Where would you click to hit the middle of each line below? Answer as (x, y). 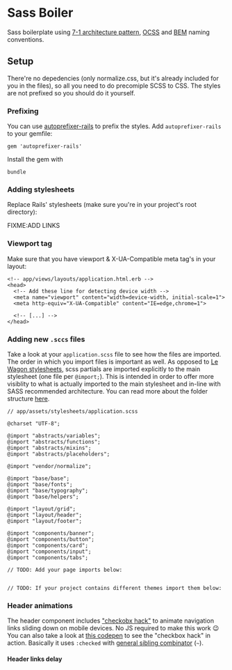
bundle (17, 172)
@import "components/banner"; (51, 533)
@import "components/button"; (51, 539)
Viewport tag (30, 244)
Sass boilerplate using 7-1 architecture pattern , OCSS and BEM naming (109, 32)
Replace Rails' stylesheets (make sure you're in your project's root (102, 205)
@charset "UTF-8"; (34, 423)
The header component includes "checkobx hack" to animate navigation (110, 621)
